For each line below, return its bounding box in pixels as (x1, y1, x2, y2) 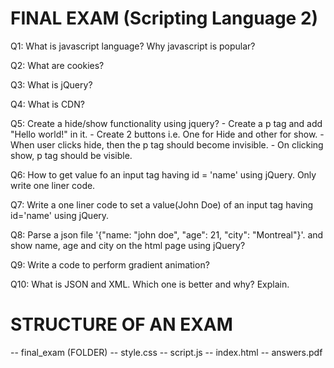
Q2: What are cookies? (10, 59, 105, 71)
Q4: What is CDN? (10, 98, 85, 110)
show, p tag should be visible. (10, 149, 133, 161)
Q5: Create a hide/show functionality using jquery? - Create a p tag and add (10, 117, 323, 129)
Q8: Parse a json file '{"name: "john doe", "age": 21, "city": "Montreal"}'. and (10, 228, 324, 241)
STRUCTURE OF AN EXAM (10, 313, 233, 336)
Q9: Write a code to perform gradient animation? (10, 258, 210, 271)
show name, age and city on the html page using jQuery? (10, 239, 246, 251)
